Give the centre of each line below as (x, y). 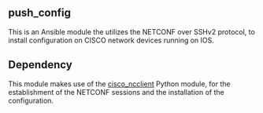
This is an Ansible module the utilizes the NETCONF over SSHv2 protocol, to (132, 31)
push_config (39, 13)
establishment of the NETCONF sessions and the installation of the (116, 92)
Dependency (40, 65)
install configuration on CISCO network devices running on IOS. (111, 40)
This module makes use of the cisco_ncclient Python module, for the (119, 84)
